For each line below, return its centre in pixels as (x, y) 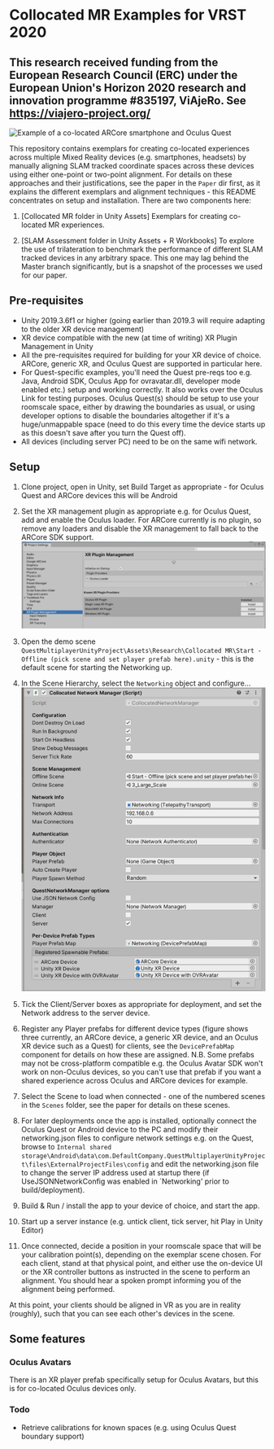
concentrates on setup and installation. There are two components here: (130, 200)
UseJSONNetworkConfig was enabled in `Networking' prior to (125, 1181)
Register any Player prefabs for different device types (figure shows (135, 1028)
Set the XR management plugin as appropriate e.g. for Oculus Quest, (136, 511)
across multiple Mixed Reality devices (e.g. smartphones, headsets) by (128, 157)
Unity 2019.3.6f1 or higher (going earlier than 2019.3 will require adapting (143, 320)
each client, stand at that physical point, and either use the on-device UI (142, 1263)
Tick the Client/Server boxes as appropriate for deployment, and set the (141, 1004)
